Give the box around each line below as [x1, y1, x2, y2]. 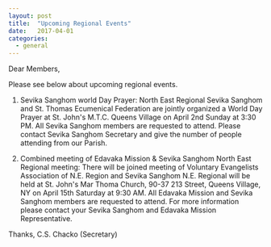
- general [15, 42, 48, 50]
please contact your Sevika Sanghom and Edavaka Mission [19, 205, 217, 215]
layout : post [8, 11, 52, 20]
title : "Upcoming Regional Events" [8, 19, 131, 27]
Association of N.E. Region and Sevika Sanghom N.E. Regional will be [19, 171, 251, 181]
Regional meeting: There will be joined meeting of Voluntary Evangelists [19, 162, 260, 172]
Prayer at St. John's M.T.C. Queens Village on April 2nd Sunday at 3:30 [19, 112, 256, 122]
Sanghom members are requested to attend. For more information [19, 197, 240, 207]
